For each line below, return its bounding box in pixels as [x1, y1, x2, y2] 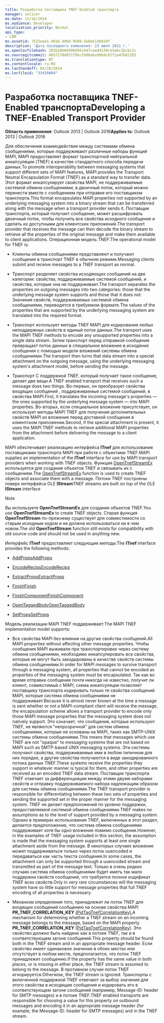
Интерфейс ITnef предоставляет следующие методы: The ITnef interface [5, 540, 156, 546]
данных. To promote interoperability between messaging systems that [5, 164, 145, 170]
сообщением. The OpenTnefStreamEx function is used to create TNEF [5, 470, 146, 476]
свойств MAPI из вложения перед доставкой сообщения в [12, 414, 134, 420]
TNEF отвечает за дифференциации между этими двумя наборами [12, 775, 153, 781]
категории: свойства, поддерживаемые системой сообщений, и [12, 276, 146, 282]
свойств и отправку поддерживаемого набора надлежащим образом [12, 781, 158, 786]
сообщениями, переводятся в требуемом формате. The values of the [12, 302, 155, 308]
